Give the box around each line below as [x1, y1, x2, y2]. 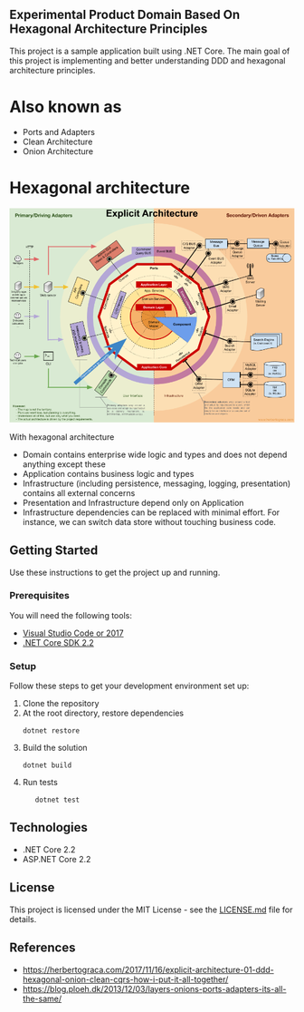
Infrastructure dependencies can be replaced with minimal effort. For [22, 507, 280, 518]
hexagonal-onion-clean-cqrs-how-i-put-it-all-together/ [22, 974, 229, 985]
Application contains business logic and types [22, 468, 195, 479]
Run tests [22, 777, 59, 788]
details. [9, 913, 37, 924]
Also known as [9, 97, 122, 117]
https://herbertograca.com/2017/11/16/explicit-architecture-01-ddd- [22, 964, 274, 975]
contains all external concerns [22, 487, 136, 498]
